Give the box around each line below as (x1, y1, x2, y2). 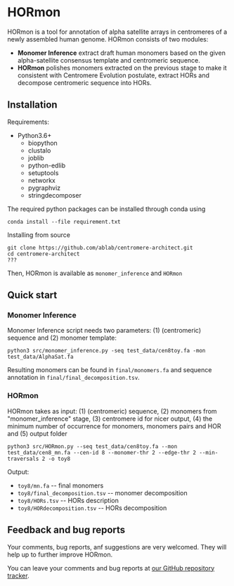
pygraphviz (27, 184, 61, 192)
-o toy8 (48, 455, 71, 462)
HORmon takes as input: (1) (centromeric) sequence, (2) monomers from (7, 407, 217, 415)
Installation (7, 99, 58, 111)
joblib (27, 153, 44, 162)
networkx (27, 176, 56, 184)
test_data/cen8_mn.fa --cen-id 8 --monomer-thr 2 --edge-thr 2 (7, 449, 197, 456)
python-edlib (27, 161, 66, 170)
